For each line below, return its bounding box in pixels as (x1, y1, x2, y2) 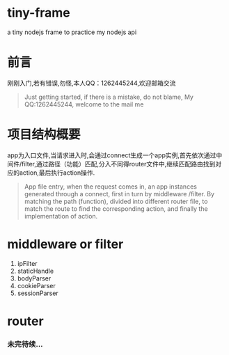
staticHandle (17, 267, 54, 275)
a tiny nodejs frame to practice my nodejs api (7, 28, 137, 36)
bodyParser (17, 274, 52, 283)
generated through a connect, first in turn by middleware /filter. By (24, 189, 214, 198)
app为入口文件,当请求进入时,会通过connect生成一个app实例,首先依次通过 (7, 151, 216, 159)
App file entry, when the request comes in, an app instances (24, 182, 197, 191)
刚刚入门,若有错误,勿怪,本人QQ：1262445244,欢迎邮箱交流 (7, 79, 176, 87)
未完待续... (7, 339, 43, 349)
